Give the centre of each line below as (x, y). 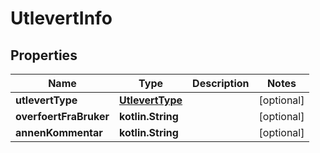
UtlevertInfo (61, 18)
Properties (44, 55)
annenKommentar (59, 132)
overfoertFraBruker (62, 116)
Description (221, 83)
